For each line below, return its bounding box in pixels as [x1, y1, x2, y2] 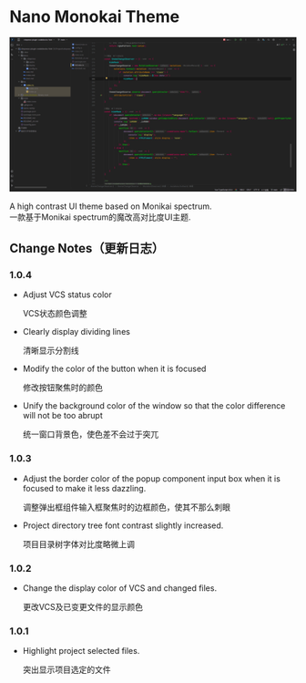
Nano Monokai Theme [9, 6, 180, 27]
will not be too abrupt [22, 410, 103, 421]
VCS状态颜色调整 [22, 308, 88, 319]
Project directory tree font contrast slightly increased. [22, 520, 224, 531]
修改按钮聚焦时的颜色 [22, 382, 103, 393]
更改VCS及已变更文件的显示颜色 [22, 601, 144, 612]
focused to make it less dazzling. [22, 482, 147, 493]
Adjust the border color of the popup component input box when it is [22, 472, 280, 484]
